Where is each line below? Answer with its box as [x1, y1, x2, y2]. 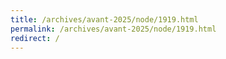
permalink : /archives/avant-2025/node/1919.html [10, 24, 217, 34]
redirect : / [10, 33, 60, 43]
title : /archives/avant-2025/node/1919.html [10, 14, 199, 25]
